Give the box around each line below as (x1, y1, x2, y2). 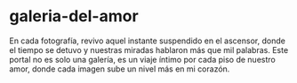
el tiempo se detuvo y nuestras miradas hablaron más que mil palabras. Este (9, 44, 289, 55)
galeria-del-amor (9, 6, 140, 26)
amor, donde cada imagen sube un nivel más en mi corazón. (9, 64, 230, 74)
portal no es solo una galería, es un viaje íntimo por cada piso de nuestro (9, 54, 276, 64)
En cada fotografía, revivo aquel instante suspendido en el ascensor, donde (9, 35, 286, 46)
